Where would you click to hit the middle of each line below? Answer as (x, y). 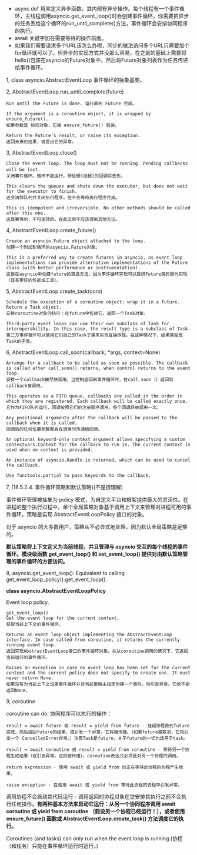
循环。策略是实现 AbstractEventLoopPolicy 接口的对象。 (79, 514)
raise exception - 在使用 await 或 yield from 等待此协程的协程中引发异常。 (94, 785)
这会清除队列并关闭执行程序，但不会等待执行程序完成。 (63, 198)
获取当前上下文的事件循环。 (35, 624)
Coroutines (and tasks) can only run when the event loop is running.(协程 (95, 839)
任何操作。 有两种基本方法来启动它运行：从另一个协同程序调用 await (93, 804)
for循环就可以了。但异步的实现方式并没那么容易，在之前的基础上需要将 (101, 53)
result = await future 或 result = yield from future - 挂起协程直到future (98, 726)
